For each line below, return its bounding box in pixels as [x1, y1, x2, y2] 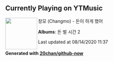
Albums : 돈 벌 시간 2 [38, 29, 80, 35]
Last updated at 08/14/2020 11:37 [38, 39, 108, 45]
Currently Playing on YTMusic [5, 4, 103, 13]
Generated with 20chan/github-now [5, 50, 84, 56]
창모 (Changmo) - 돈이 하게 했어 [38, 18, 103, 24]
